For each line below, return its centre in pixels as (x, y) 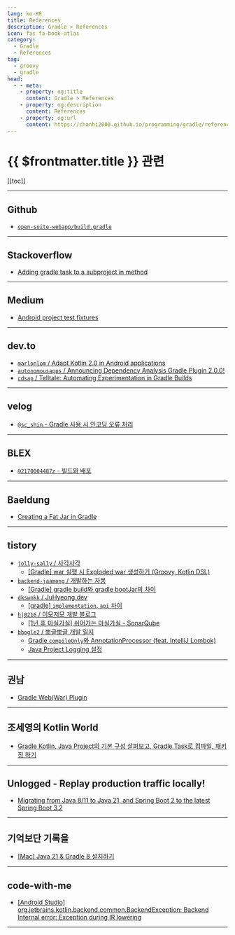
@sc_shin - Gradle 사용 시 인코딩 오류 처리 (75, 424)
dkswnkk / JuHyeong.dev (52, 597)
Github (22, 210)
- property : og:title (51, 92)
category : (22, 40)
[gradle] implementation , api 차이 (75, 605)
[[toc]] (16, 181)
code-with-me (40, 886)
